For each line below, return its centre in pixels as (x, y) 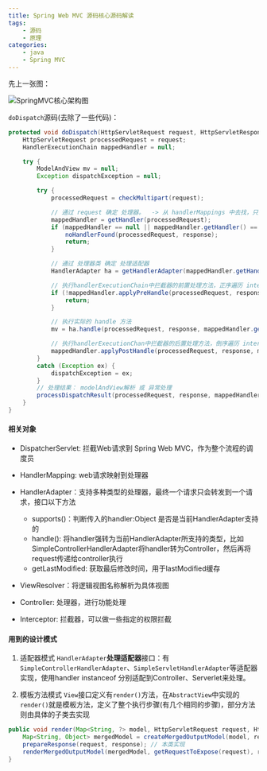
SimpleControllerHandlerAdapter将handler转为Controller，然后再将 (141, 548)
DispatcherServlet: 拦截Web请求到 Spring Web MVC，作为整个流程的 (133, 448)
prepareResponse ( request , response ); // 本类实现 (104, 745)
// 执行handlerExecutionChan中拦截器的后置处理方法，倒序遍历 (145, 344)
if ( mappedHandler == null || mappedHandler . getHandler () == (154, 227)
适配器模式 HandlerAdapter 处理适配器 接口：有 (94, 658)
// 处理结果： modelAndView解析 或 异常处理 (104, 388)
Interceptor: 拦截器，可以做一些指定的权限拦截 (96, 619)
